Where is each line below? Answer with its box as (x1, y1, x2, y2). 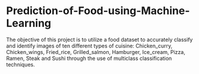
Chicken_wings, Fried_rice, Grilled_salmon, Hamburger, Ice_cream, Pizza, (6, 48, 185, 55)
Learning (6, 16, 52, 30)
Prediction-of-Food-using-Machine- (6, 4, 190, 18)
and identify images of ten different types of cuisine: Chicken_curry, (6, 42, 173, 49)
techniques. (6, 60, 35, 68)
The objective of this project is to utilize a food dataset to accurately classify (6, 36, 193, 43)
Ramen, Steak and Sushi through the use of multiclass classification (6, 55, 172, 62)
